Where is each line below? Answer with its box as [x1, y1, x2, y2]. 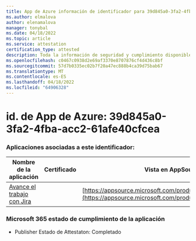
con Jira [9, 197, 32, 205]
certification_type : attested [6, 47, 80, 53]
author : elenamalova [6, 19, 57, 25]
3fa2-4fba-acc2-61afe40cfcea [6, 122, 160, 136]
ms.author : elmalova [6, 14, 57, 20]
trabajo [9, 190, 29, 198]
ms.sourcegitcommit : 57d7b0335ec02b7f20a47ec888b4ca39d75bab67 [6, 63, 163, 69]
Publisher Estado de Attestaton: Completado [14, 228, 121, 235]
